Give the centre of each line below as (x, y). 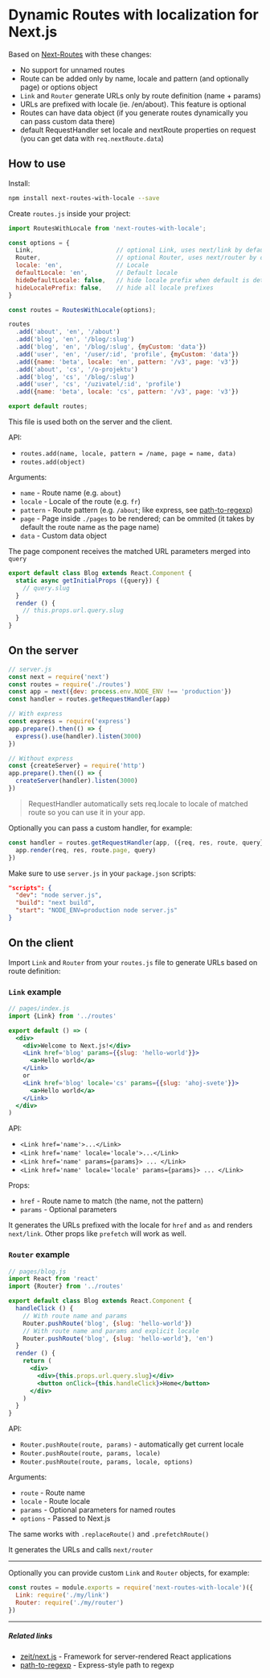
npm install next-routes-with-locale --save (84, 198)
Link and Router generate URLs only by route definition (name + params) (140, 95)
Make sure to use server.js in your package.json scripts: (102, 873)
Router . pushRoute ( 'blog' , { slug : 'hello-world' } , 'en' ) (119, 1339)
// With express (35, 714)
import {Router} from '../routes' (66, 1287)
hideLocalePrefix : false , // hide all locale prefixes (115, 288)
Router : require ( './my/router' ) (70, 1602)
